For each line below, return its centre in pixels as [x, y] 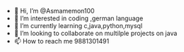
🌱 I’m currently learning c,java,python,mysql [78, 26]
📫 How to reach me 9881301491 [62, 41]
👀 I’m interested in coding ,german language [79, 18]
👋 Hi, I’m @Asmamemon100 [54, 11]
